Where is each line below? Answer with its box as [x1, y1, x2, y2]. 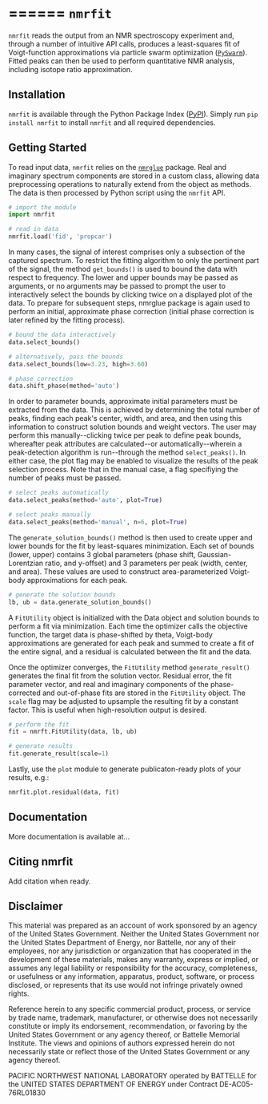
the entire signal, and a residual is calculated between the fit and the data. [8, 646, 252, 657]
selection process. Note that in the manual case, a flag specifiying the [8, 465, 238, 475]
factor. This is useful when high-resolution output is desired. [8, 705, 207, 714]
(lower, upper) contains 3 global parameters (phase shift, [8, 549, 196, 559]
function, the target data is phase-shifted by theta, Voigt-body [8, 629, 214, 639]
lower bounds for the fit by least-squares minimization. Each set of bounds [8, 541, 254, 551]
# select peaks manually [8, 511, 91, 519]
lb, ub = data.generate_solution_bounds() [8, 598, 152, 606]
